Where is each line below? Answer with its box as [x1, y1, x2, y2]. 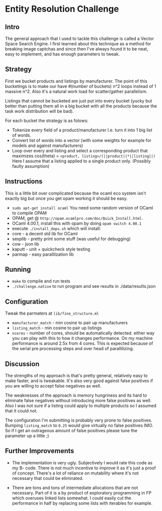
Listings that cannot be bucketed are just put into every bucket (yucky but [5, 98, 152, 104]
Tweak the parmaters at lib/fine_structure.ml [5, 310, 99, 317]
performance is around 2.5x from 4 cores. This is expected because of [12, 340, 153, 346]
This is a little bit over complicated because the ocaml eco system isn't [5, 190, 146, 196]
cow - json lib [12, 241, 40, 247]
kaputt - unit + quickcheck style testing [12, 246, 90, 252]
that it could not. [5, 408, 38, 414]
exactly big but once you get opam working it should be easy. [5, 195, 128, 201]
